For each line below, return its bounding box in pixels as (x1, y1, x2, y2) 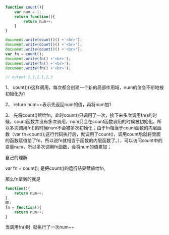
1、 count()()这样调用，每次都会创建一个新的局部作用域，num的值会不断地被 (5, 84, 164, 90)
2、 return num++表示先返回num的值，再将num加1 (5, 102, 111, 108)
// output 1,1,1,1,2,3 (5, 75, 53, 80)
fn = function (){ (5, 205, 42, 210)
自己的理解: (5, 155, 29, 161)
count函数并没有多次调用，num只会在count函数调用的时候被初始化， (14, 119, 157, 125)
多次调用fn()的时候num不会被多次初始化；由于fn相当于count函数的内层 (9, 125, 157, 131)
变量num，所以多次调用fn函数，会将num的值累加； (5, 144, 112, 150)
